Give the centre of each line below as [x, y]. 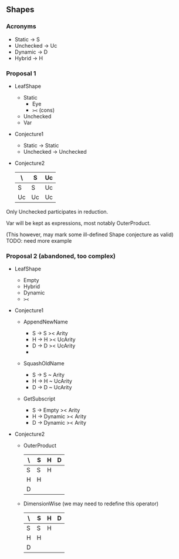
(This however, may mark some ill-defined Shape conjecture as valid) [90, 234]
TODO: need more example [39, 240]
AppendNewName [46, 322]
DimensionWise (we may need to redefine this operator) [91, 504]
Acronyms [21, 27]
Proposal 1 [21, 73]
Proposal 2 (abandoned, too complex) [61, 256]
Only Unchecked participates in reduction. [57, 211]
